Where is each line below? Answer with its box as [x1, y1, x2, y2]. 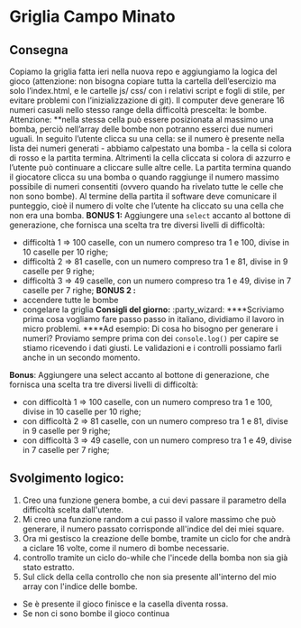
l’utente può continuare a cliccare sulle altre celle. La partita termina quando [9, 162, 292, 172]
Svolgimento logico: [9, 471, 124, 486]
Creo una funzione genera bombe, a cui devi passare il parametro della [22, 494, 287, 505]
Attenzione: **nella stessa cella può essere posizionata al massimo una [9, 115, 274, 125]
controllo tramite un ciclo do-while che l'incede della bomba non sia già [22, 552, 288, 563]
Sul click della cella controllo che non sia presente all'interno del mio [22, 571, 277, 582]
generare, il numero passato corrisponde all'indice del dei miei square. [22, 523, 285, 534]
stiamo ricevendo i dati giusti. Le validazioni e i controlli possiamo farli [22, 343, 282, 353]
